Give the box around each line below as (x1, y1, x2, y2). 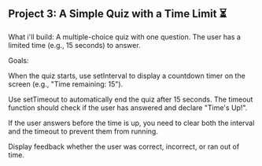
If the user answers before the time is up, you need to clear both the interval (8, 118, 255, 127)
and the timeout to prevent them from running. (8, 126, 159, 136)
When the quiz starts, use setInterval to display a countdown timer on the (8, 71, 245, 80)
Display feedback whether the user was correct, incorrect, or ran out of (8, 142, 240, 151)
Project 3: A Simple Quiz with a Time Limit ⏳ (8, 7, 227, 20)
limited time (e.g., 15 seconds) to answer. (8, 40, 141, 50)
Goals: (8, 55, 29, 65)
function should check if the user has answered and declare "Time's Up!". (8, 102, 248, 113)
